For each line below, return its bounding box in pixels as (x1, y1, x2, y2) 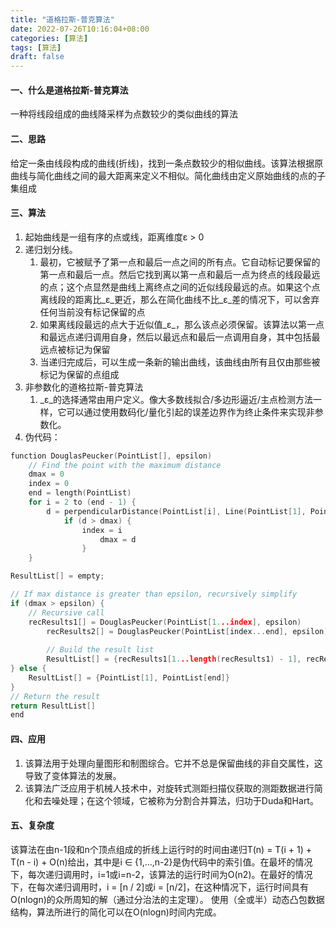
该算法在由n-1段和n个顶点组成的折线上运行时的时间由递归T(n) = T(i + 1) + (10, 843, 313, 855)
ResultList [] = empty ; (10, 571, 105, 581)
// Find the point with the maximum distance (28, 460, 222, 470)
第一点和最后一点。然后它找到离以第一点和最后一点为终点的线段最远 (39, 268, 321, 280)
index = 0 (28, 479, 70, 489)
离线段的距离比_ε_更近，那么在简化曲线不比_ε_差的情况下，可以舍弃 (39, 293, 320, 305)
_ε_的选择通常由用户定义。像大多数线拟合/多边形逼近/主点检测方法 (39, 393, 313, 405)
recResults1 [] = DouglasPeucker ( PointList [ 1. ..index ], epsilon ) (28, 617, 302, 627)
